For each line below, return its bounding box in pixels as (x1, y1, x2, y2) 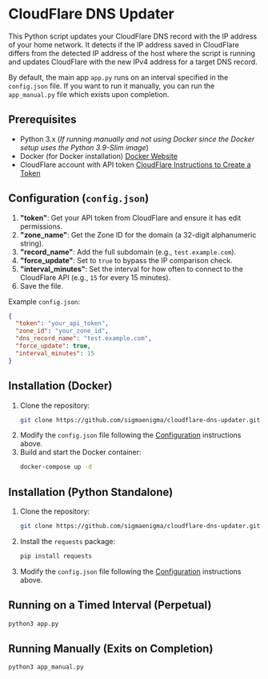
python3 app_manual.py (8, 663, 84, 671)
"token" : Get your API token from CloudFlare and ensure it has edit (19, 213, 242, 222)
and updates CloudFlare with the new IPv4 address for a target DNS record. (8, 57, 258, 67)
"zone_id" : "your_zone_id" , (15, 327, 110, 335)
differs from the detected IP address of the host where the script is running (8, 48, 256, 58)
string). (19, 238, 44, 248)
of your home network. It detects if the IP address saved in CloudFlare (8, 39, 240, 49)
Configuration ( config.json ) (8, 192, 150, 205)
